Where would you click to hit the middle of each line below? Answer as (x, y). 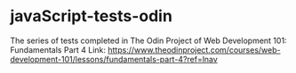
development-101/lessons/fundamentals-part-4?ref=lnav (114, 59)
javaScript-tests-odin (91, 16)
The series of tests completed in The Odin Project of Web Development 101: (148, 40)
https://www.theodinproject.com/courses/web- (194, 49)
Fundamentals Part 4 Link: (58, 49)
